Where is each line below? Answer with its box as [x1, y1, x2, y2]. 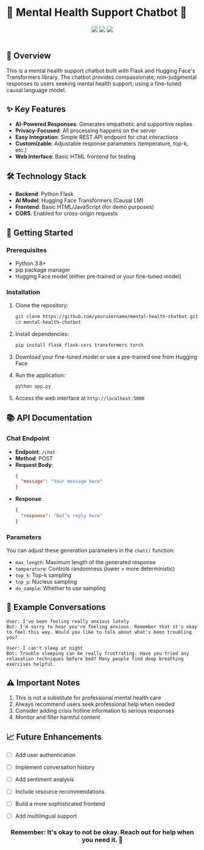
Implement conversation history [15, 763, 95, 771]
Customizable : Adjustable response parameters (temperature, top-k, [15, 140, 189, 147]
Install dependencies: [15, 330, 69, 338]
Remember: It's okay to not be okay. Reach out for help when [10, 827, 194, 836]
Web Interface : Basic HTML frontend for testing [15, 153, 136, 160]
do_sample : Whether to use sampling [15, 584, 106, 592]
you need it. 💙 [82, 835, 123, 844]
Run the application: [15, 371, 66, 379]
